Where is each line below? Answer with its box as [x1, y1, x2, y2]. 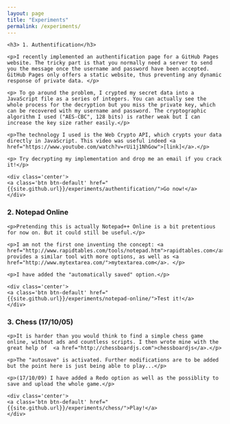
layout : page [7, 10, 44, 17]
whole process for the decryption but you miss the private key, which [7, 102, 216, 108]
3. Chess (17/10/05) [7, 317, 74, 327]
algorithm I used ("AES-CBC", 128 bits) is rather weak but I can [7, 114, 201, 121]
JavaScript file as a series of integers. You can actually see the [7, 95, 207, 103]
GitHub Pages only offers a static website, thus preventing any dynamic [7, 71, 222, 79]
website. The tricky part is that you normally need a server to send [7, 60, 213, 67]
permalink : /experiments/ [7, 23, 81, 30]
